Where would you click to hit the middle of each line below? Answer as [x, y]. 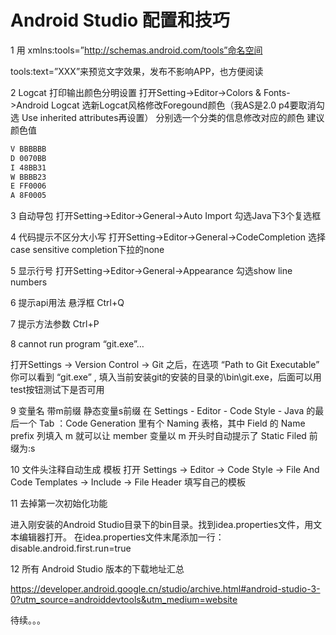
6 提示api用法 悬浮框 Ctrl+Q [67, 303]
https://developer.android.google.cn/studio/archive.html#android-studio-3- [165, 589]
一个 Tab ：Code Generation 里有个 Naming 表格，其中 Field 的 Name [162, 423]
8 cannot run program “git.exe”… [77, 344]
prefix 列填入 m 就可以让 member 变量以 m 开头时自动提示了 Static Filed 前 [164, 436]
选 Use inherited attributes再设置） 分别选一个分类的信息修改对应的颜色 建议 [167, 117]
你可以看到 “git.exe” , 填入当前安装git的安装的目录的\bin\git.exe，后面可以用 [166, 377]
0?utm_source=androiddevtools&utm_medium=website [124, 600]
